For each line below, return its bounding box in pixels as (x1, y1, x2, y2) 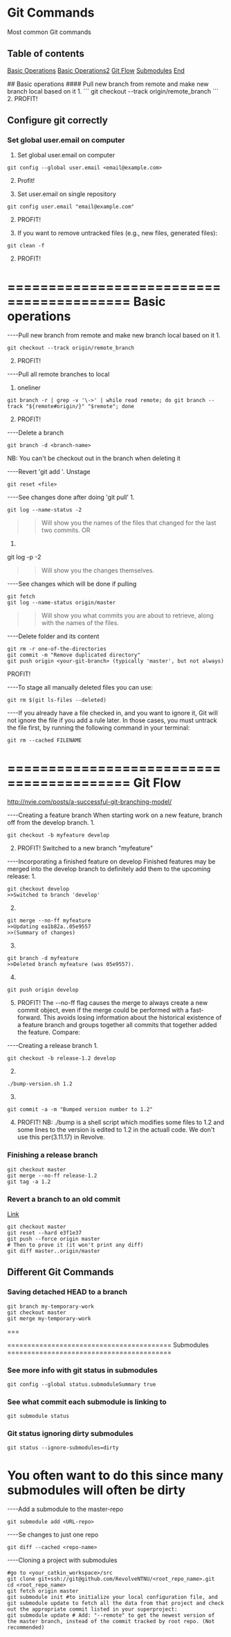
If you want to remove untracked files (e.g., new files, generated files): (17, 229, 218, 237)
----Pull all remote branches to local (7, 370, 110, 378)
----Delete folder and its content (7, 632, 100, 640)
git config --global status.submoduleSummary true (7, 1381, 156, 1387)
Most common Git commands (7, 28, 91, 36)
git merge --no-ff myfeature (7, 917, 91, 925)
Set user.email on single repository (17, 190, 116, 198)
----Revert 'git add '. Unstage (7, 468, 91, 476)
